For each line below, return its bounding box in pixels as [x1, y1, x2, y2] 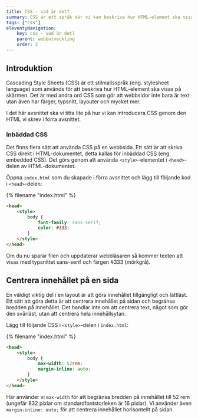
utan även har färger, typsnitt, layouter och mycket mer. [6, 98, 141, 105]
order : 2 [16, 42, 38, 48]
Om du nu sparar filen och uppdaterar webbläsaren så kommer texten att [6, 252, 183, 259]
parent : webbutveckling [16, 36, 75, 42]
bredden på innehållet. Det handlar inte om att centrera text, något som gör [6, 303, 189, 310]
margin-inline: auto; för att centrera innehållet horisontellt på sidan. [6, 405, 174, 413]
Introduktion [6, 63, 53, 74]
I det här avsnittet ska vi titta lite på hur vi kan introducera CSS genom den [6, 109, 187, 116]
